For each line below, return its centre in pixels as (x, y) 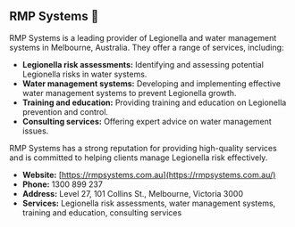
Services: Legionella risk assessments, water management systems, (149, 203)
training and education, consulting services (102, 212)
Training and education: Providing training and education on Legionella (154, 102)
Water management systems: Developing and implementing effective (152, 83)
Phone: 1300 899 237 (62, 184)
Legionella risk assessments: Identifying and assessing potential (143, 64)
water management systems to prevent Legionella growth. (129, 93)
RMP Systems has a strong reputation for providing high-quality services (143, 148)
